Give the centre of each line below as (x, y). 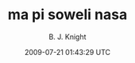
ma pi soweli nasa (67, 15)
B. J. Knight (67, 37)
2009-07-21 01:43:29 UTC (67, 52)
